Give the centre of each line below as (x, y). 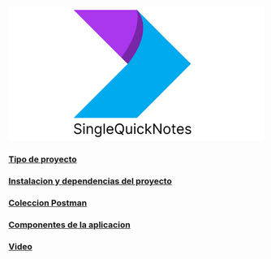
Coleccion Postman (48, 203)
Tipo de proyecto (43, 159)
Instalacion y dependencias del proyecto (90, 181)
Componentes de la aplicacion (70, 225)
